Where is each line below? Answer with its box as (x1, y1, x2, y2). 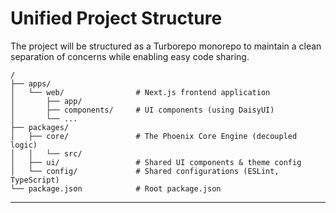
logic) (10, 140, 38, 150)
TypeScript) (10, 175, 60, 185)
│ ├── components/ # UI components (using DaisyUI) (10, 105, 275, 115)
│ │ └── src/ (10, 148, 83, 159)
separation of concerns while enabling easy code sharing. (10, 50, 250, 62)
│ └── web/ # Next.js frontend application (10, 87, 271, 97)
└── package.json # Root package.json (10, 183, 222, 194)
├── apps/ (10, 78, 52, 89)
